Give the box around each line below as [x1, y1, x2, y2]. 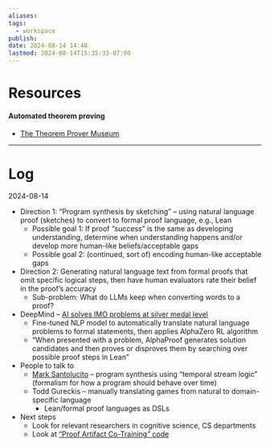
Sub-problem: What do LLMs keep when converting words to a [31, 292, 241, 302]
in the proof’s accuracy [19, 284, 96, 294]
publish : [8, 34, 38, 43]
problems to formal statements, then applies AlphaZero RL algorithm [31, 327, 259, 337]
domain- [231, 387, 260, 396]
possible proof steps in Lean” [31, 352, 130, 362]
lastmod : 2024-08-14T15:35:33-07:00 [8, 49, 131, 57]
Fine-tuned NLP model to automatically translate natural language [31, 318, 251, 328]
